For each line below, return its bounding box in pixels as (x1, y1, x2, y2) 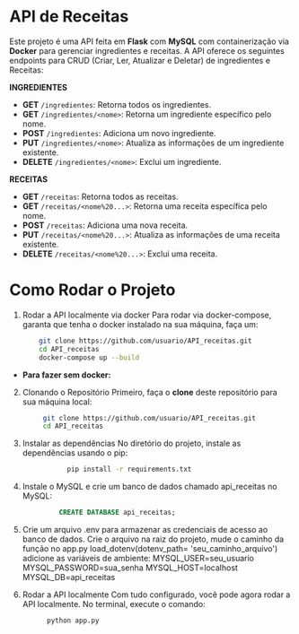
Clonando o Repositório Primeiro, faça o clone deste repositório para (22, 386, 278, 397)
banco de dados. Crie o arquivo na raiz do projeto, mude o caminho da (22, 534, 285, 544)
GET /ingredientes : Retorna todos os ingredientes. (22, 99, 212, 109)
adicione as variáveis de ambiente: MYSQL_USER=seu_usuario (22, 553, 254, 563)
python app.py (46, 616, 100, 625)
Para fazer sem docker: (22, 369, 111, 380)
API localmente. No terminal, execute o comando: (22, 599, 206, 609)
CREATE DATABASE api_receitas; (58, 508, 176, 517)
